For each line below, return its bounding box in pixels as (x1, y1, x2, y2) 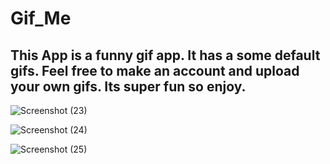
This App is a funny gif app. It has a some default (10, 47, 321, 64)
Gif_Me (10, 7, 72, 30)
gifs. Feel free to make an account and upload (10, 62, 300, 79)
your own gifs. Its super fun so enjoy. (10, 78, 247, 95)
